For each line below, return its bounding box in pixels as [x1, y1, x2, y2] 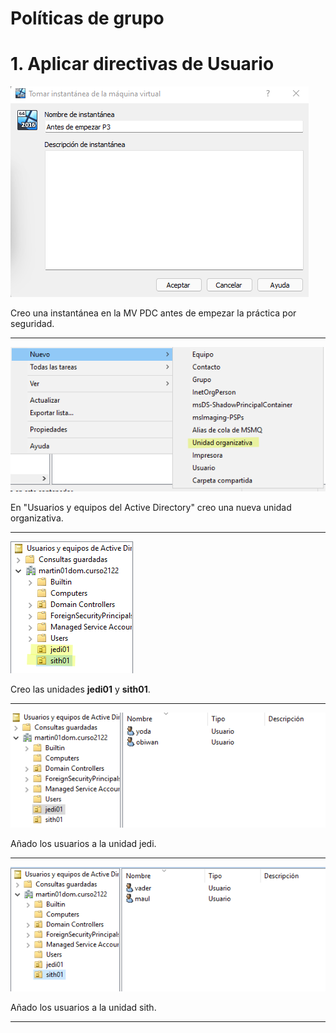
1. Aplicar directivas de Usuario [10, 53, 275, 76]
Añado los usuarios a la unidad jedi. [10, 838, 157, 850]
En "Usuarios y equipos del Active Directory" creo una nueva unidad [10, 501, 292, 513]
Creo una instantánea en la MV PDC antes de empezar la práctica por [10, 307, 297, 319]
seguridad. [10, 318, 55, 330]
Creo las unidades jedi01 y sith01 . [10, 683, 151, 695]
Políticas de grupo [10, 7, 165, 30]
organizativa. [10, 512, 64, 524]
